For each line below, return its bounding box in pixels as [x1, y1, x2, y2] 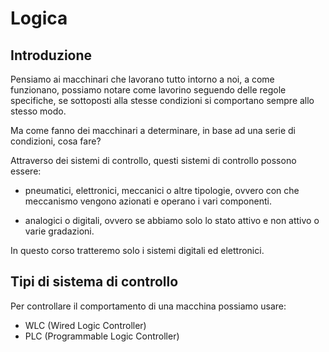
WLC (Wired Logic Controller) [24, 319, 147, 331]
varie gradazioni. [24, 225, 95, 237]
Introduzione [10, 47, 93, 64]
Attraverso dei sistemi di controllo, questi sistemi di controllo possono [10, 155, 297, 166]
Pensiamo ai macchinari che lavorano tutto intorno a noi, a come [10, 73, 275, 85]
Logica [10, 7, 68, 30]
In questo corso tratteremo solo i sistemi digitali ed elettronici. [10, 245, 265, 256]
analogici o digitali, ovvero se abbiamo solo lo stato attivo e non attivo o [24, 215, 320, 226]
